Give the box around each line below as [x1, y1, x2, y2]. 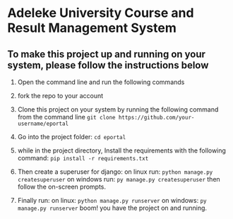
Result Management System [7, 20, 177, 36]
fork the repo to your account [17, 92, 104, 100]
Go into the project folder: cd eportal [17, 133, 126, 141]
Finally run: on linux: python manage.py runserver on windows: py [17, 196, 207, 204]
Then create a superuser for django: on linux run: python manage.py [17, 167, 213, 176]
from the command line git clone [17, 113, 116, 121]
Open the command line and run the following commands [17, 78, 185, 86]
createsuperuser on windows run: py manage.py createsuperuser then [17, 175, 220, 183]
